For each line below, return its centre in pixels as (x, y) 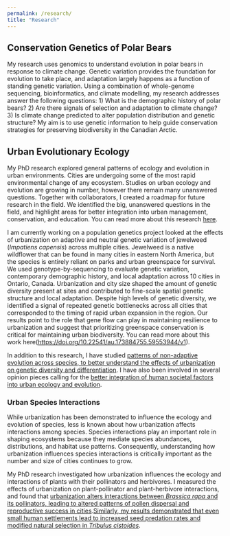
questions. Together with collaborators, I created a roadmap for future (106, 197)
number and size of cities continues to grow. (70, 461)
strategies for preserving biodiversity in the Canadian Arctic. (92, 130)
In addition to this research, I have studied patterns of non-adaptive (102, 355)
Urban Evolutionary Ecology (69, 152)
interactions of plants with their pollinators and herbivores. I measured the (112, 482)
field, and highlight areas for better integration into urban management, (107, 212)
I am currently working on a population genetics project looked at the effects (115, 233)
